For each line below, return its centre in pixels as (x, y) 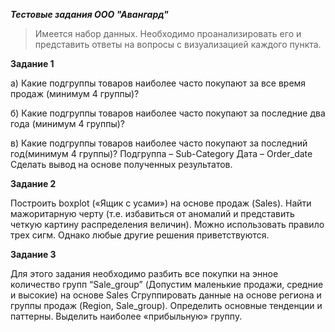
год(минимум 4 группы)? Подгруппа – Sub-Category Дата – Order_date (161, 153)
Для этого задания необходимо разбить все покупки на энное (144, 273)
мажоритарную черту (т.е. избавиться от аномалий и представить (152, 213)
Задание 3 (33, 254)
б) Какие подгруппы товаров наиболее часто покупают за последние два (168, 113)
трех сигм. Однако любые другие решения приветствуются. (140, 235)
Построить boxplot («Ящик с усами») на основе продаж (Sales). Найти (161, 203)
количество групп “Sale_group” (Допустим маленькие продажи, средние (167, 284)
